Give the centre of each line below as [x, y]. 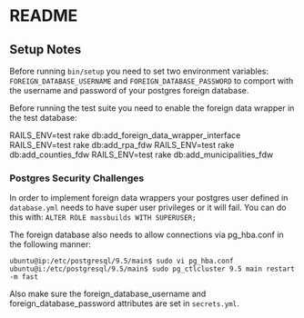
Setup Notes [46, 50]
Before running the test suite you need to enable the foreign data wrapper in [152, 108]
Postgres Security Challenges [77, 178]
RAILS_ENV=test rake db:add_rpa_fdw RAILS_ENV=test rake [122, 145]
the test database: [43, 118]
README [44, 16]
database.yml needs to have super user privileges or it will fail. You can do [148, 208]
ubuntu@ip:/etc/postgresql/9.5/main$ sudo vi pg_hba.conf [122, 261]
